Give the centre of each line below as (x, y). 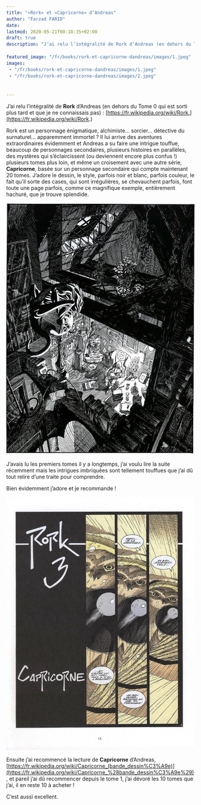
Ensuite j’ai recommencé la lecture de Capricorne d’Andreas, (81, 760)
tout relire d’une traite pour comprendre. (56, 477)
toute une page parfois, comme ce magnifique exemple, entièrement (91, 188)
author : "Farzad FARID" (36, 19)
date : (13, 25)
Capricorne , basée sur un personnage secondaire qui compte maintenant (97, 169)
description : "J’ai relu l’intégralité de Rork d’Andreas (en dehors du (99, 44)
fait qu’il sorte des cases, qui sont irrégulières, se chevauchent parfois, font (99, 182)
